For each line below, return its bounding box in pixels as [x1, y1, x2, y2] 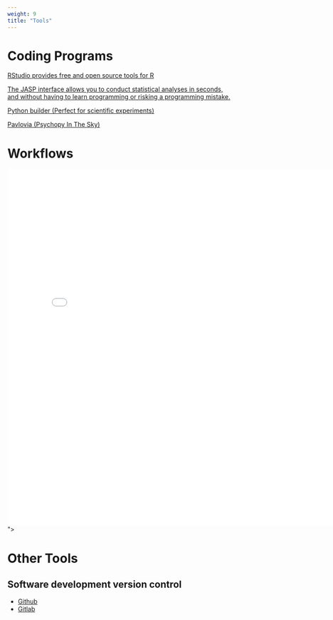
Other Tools [7, 550, 78, 567]
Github [17, 597, 38, 606]
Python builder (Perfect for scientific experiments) [7, 106, 154, 115]
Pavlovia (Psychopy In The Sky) [7, 120, 100, 129]
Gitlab [17, 605, 36, 614]
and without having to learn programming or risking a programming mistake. [7, 93, 231, 101]
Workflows [7, 145, 73, 161]
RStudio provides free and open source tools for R [7, 71, 154, 80]
